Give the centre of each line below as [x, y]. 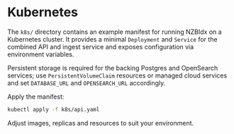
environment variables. [41, 54]
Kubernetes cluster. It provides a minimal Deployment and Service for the [112, 39]
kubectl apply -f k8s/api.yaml [54, 109]
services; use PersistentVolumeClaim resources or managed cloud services [117, 75]
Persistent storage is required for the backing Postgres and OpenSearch [113, 68]
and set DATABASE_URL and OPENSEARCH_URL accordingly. [87, 83]
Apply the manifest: [36, 97]
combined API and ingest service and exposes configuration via [101, 47]
